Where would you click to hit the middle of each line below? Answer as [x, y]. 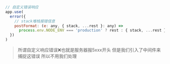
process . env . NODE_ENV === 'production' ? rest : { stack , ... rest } [92, 30]
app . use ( [14, 12]
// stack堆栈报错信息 [35, 21]
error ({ [18, 16]
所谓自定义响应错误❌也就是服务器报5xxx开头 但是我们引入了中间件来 [89, 50]
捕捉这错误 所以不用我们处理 [47, 56]
